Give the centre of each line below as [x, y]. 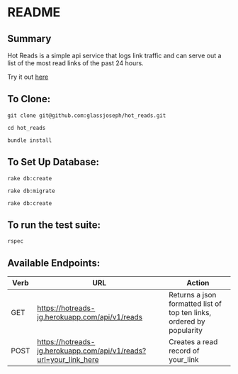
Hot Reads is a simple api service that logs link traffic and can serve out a [114, 55]
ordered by [187, 321]
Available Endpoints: [54, 263]
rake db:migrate [31, 191]
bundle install [30, 140]
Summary [29, 39]
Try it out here [28, 77]
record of [184, 351]
